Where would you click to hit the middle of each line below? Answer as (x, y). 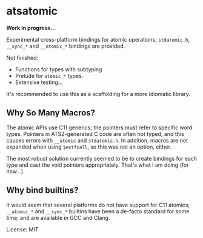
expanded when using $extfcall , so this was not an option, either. (89, 147)
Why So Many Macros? (51, 113)
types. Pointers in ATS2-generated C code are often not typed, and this (95, 133)
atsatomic (32, 11)
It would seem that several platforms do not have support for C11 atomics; (98, 205)
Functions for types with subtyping (58, 69)
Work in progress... (31, 28)
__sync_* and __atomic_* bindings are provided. (66, 46)
